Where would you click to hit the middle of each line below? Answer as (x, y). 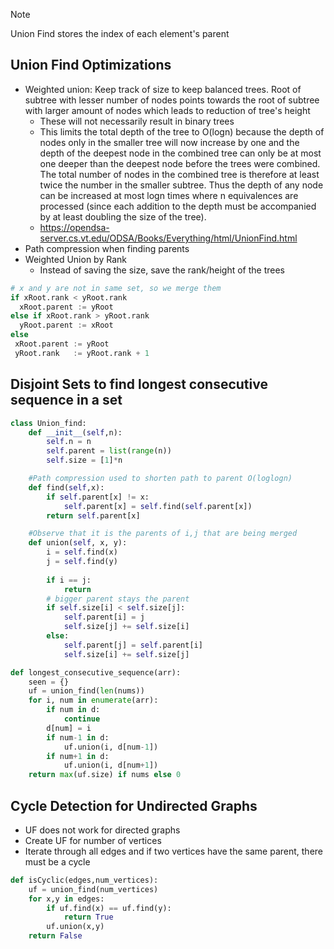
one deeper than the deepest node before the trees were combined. (180, 163)
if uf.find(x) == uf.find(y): (109, 908)
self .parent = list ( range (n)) (109, 451)
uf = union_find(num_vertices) (93, 889)
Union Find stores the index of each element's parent (120, 33)
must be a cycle (57, 861)
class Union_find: (48, 423)
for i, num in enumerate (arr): (93, 700)
